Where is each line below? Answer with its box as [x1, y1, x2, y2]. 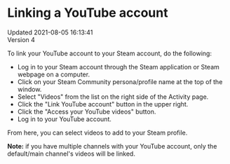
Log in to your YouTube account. [17, 114, 112, 123]
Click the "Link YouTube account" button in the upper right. [17, 100, 189, 108]
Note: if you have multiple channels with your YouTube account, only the [7, 142, 217, 150]
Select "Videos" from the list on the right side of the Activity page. [17, 93, 209, 101]
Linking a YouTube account [7, 5, 168, 21]
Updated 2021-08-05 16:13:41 [7, 28, 93, 36]
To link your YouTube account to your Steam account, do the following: [7, 49, 212, 57]
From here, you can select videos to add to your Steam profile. [7, 128, 188, 137]
